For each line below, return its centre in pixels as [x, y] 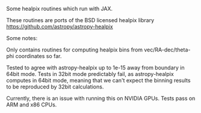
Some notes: [22, 38]
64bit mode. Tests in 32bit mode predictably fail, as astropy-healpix [90, 74]
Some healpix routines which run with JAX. [60, 9]
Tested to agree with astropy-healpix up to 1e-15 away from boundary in [95, 68]
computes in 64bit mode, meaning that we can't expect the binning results [98, 80]
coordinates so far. [39, 56]
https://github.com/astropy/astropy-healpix [60, 27]
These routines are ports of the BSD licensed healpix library [80, 20]
